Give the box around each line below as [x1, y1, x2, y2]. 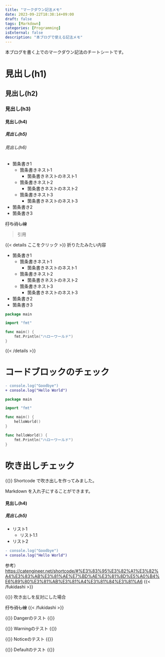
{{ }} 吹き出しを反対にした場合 [5, 594, 66, 600]
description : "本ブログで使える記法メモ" [5, 35, 83, 40]
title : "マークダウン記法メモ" [5, 7, 62, 12]
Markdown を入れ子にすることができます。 [5, 488, 93, 494]
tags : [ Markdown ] [5, 21, 41, 26]
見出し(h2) [5, 90, 38, 98]
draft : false [5, 16, 32, 21]
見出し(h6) [5, 144, 27, 150]
